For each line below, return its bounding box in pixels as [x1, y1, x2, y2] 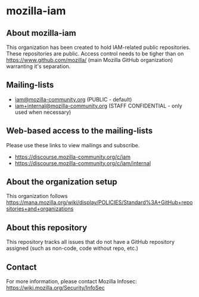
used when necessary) [14, 109, 71, 116]
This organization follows [6, 193, 68, 200]
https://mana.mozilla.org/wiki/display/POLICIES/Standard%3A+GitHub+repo [6, 199, 193, 206]
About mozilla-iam [6, 28, 76, 38]
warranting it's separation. [6, 63, 71, 70]
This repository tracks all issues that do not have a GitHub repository [6, 239, 175, 246]
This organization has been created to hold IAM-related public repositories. [6, 44, 191, 51]
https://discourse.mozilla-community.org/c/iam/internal [14, 159, 151, 166]
